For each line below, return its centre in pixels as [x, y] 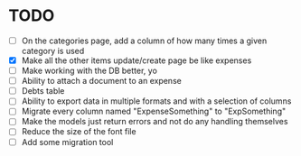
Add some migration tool [67, 142]
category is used [53, 51]
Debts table [43, 91]
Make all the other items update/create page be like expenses [136, 60]
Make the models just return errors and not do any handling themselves [155, 122]
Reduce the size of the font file [79, 132]
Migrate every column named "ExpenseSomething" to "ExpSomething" [154, 111]
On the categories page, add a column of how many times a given [144, 41]
